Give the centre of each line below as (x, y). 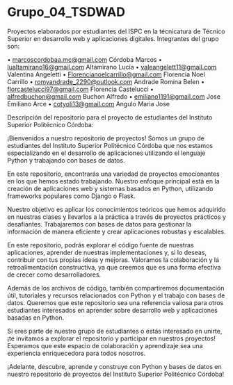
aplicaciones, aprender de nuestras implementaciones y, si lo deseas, (107, 252)
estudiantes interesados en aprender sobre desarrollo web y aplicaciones (112, 310)
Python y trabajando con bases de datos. (66, 160)
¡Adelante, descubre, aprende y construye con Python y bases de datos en (114, 366)
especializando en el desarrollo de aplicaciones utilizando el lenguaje (106, 153)
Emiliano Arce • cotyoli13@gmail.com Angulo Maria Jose (89, 104)
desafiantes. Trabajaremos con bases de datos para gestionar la (99, 224)
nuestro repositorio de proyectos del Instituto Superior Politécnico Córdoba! (116, 374)
